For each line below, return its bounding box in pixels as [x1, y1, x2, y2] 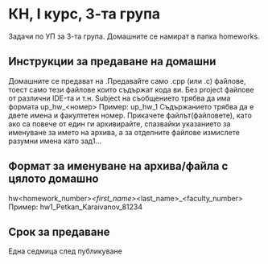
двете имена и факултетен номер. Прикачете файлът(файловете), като [8, 110, 252, 120]
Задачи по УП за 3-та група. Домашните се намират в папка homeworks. [8, 31, 260, 41]
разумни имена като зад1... [8, 136, 102, 146]
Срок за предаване [8, 225, 110, 238]
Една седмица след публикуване [8, 246, 122, 256]
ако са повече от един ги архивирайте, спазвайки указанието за [8, 118, 231, 129]
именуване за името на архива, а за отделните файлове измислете [8, 127, 240, 137]
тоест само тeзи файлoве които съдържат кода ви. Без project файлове [8, 85, 255, 94]
